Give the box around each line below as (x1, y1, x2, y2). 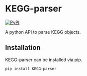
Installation (5, 43, 41, 52)
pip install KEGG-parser (5, 66, 57, 71)
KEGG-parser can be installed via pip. (5, 57, 83, 63)
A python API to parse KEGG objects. (5, 29, 81, 35)
